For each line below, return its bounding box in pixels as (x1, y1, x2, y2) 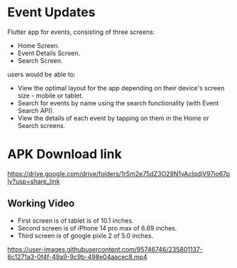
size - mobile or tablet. (17, 91, 83, 100)
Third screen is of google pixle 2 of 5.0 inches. (17, 231, 154, 240)
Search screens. (17, 121, 66, 129)
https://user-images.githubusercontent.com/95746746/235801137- (7, 245, 203, 253)
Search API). (17, 106, 54, 115)
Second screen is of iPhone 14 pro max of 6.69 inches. (17, 223, 178, 232)
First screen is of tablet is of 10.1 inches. (17, 216, 134, 225)
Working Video (7, 197, 75, 209)
